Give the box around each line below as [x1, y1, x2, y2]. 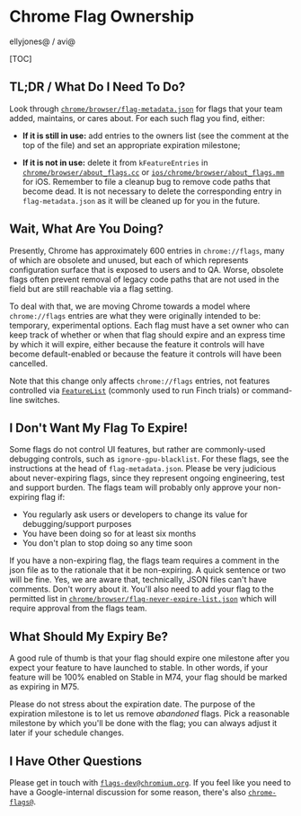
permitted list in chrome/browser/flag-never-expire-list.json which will [9, 593, 277, 604]
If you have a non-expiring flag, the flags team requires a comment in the [9, 555, 280, 566]
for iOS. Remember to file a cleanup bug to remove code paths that [22, 176, 271, 187]
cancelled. [9, 357, 48, 369]
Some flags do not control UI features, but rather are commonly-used [9, 444, 266, 455]
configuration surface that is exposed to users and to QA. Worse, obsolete [9, 264, 285, 275]
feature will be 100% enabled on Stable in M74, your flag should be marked [9, 671, 288, 683]
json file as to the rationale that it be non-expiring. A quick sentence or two [9, 565, 287, 575]
